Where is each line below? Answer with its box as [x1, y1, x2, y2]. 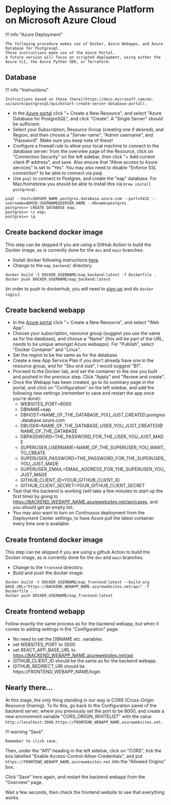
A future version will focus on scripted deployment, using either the [5, 55, 161, 60]
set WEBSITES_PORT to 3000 [12, 641, 76, 647]
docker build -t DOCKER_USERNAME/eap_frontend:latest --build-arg [5, 580, 150, 585]
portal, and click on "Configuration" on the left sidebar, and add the [12, 385, 155, 391]
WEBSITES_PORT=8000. [20, 401, 73, 407]
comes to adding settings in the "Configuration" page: [5, 626, 119, 632]
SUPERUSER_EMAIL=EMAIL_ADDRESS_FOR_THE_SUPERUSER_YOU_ [20, 466, 166, 472]
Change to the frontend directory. [12, 564, 84, 571]
